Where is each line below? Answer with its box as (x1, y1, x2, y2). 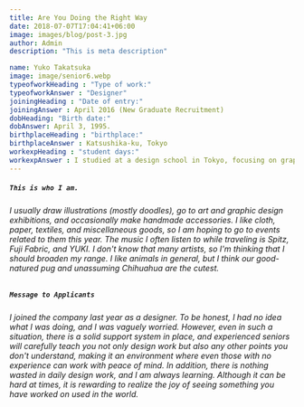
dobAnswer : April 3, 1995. (9, 122, 111, 131)
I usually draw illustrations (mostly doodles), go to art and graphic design (9, 204, 283, 215)
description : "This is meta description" (9, 47, 168, 56)
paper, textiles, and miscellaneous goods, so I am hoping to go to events (9, 223, 280, 235)
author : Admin (9, 38, 63, 48)
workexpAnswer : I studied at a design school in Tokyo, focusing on (9, 156, 278, 165)
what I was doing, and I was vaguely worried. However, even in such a (9, 321, 273, 332)
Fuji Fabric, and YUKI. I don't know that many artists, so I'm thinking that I (9, 243, 285, 254)
